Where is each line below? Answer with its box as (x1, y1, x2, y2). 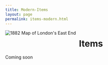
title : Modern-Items (5, 7, 49, 12)
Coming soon (5, 54, 33, 60)
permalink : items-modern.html (5, 16, 69, 21)
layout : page (5, 12, 33, 17)
